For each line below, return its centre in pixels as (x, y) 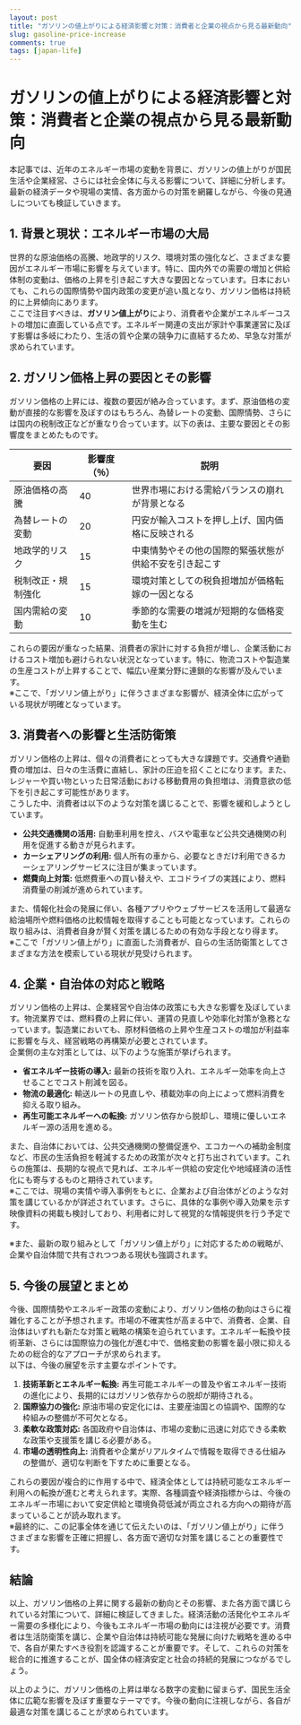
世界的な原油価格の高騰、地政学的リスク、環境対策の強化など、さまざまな (146, 257)
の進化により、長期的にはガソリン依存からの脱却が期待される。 (140, 1395)
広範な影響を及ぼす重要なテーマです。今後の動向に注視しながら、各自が (158, 1700)
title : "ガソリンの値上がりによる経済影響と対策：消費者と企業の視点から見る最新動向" (151, 26)
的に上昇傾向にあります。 (56, 302)
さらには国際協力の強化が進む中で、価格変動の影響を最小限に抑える (166, 1343)
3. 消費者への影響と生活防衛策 (93, 735)
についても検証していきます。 (71, 203)
